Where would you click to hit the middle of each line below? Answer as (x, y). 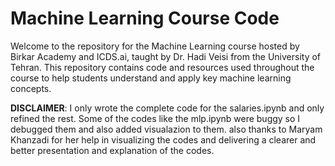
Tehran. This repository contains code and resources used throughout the (162, 67)
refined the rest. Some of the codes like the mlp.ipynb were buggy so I (155, 118)
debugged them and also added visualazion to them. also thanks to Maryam (166, 129)
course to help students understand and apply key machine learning (151, 78)
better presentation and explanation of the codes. (112, 150)
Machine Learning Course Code (145, 18)
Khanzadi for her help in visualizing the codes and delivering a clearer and (163, 139)
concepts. (31, 88)
